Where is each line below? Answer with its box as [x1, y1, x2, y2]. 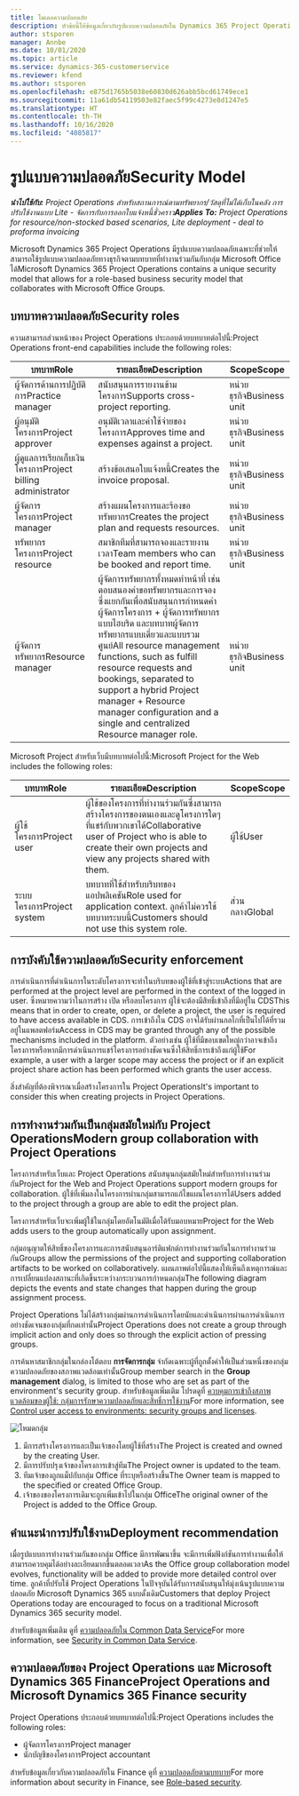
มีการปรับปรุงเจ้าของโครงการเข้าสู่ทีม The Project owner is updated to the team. [22, 1460, 281, 1471]
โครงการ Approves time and [98, 425, 206, 438]
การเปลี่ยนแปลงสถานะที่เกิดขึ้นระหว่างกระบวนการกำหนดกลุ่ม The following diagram [10, 1273, 267, 1283]
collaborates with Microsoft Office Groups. [10, 282, 166, 293]
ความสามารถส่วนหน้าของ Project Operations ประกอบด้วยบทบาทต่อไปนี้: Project [10, 332, 259, 343]
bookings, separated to [98, 672, 194, 685]
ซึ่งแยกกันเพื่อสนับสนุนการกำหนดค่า [98, 594, 216, 607]
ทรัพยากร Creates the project [98, 510, 209, 522]
